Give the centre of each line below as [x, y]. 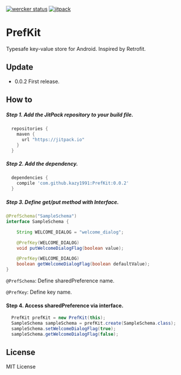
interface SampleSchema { [37, 221]
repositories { [30, 129]
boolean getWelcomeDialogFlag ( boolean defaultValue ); [83, 264]
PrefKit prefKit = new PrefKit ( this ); [59, 318]
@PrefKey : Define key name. [39, 292]
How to [19, 100]
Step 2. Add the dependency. [42, 164]
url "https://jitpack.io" [53, 140]
